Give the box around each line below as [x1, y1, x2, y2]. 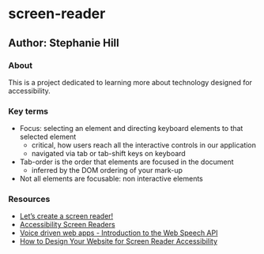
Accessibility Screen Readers [19, 220, 116, 230]
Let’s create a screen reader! [19, 211, 114, 221]
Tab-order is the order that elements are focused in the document [19, 157, 235, 166]
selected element [19, 132, 77, 142]
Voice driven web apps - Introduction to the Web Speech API [19, 228, 218, 237]
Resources [8, 194, 51, 205]
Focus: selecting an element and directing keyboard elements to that [19, 124, 243, 133]
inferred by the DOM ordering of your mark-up [31, 166, 183, 175]
